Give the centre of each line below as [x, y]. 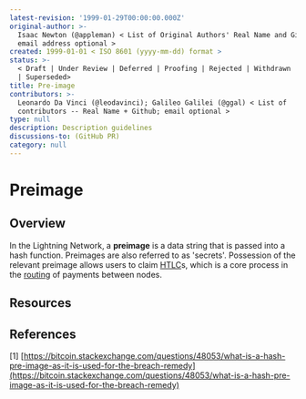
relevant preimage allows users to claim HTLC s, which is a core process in [149, 264]
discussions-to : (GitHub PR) [65, 137]
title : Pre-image [42, 86]
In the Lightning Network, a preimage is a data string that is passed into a [147, 245]
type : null [30, 119]
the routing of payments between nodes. [86, 274]
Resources [41, 303]
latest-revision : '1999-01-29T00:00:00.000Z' [97, 18]
